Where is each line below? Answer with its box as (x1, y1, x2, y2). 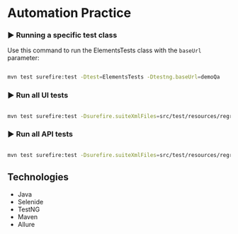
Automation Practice (7, 5, 132, 21)
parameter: (7, 54, 40, 62)
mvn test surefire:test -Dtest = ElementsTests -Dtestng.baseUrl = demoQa (7, 74, 220, 81)
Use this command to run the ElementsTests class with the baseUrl (7, 46, 202, 54)
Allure (17, 220, 35, 228)
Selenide (17, 197, 44, 206)
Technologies (7, 171, 69, 183)
